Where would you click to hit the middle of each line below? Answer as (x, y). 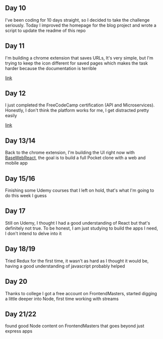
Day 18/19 (20, 249)
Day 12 (15, 93)
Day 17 (15, 211)
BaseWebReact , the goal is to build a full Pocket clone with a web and (75, 158)
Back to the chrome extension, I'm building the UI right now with (70, 153)
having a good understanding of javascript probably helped (65, 266)
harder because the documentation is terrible (51, 68)
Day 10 (15, 8)
